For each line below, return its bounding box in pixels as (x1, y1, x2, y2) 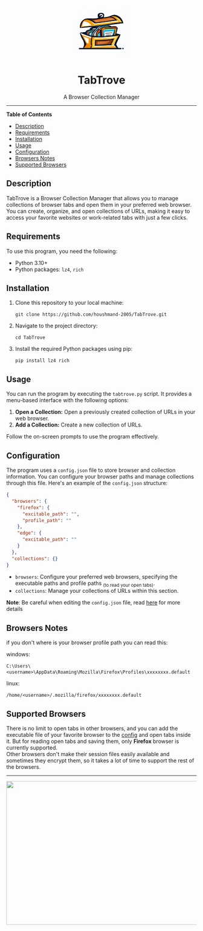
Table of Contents (6, 111, 53, 118)
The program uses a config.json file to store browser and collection (6, 466, 176, 474)
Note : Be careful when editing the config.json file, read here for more (6, 599, 181, 606)
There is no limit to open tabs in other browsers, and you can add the (6, 725, 178, 732)
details (6, 606, 23, 613)
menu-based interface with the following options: (6, 397, 129, 404)
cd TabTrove (14, 335, 45, 341)
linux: (6, 680, 20, 687)
